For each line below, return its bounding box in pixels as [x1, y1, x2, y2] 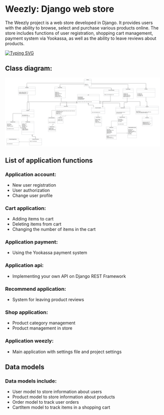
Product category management [12, 320, 76, 326]
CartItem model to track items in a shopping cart [12, 404, 110, 411]
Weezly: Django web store [5, 3, 114, 15]
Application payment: [5, 239, 58, 246]
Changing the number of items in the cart [12, 226, 96, 232]
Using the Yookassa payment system [12, 249, 87, 256]
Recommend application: [5, 285, 66, 292]
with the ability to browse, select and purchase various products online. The [5, 25, 159, 30]
